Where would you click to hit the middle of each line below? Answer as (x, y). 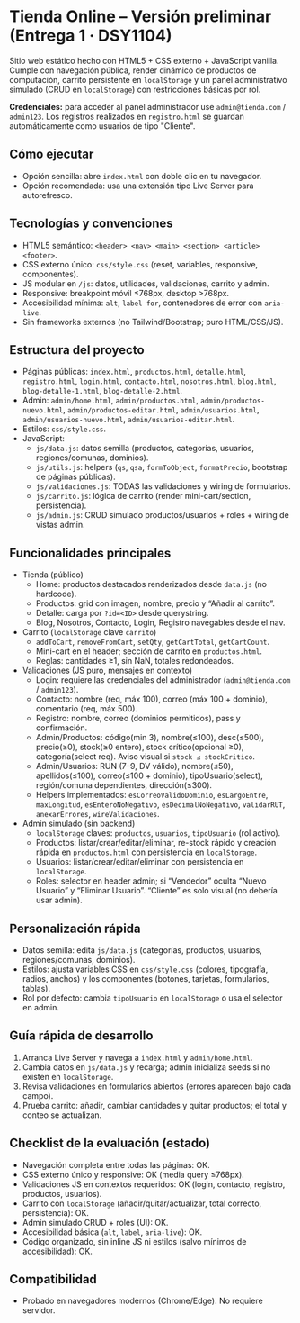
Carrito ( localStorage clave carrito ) (89, 632)
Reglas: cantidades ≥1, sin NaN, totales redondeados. (135, 661)
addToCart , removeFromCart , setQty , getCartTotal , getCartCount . (153, 642)
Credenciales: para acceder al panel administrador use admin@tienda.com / (148, 106)
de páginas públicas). (76, 477)
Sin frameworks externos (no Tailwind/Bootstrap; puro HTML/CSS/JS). (153, 322)
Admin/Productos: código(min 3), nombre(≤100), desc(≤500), (150, 738)
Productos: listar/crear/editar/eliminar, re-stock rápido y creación (156, 843)
